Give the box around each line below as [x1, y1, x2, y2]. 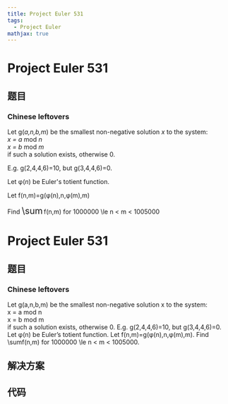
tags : [7, 17, 23, 24]
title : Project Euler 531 [7, 10, 83, 18]
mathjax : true [7, 30, 49, 37]
